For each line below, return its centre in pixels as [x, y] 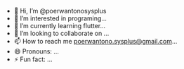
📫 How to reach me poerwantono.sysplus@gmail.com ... [96, 41]
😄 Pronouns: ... [37, 51]
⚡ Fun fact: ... [33, 59]
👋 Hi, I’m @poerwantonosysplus [60, 11]
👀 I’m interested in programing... [60, 18]
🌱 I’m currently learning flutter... [60, 26]
